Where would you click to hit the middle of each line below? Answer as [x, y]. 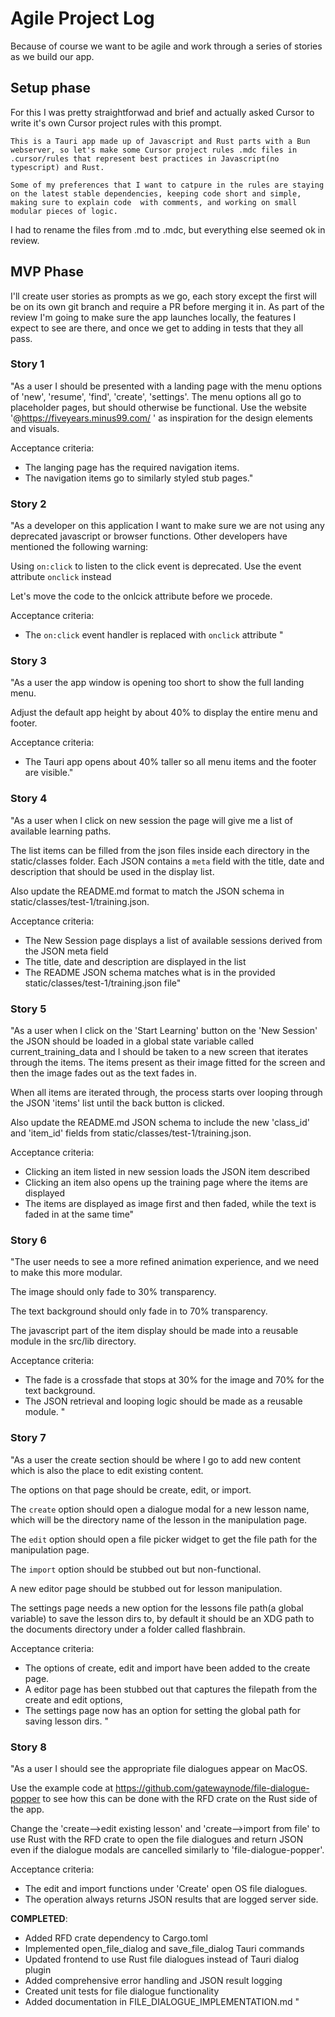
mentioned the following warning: [79, 547]
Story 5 [28, 1009]
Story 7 [28, 1438]
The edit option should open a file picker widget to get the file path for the [164, 1539]
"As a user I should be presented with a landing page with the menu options [166, 386]
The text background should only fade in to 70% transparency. [139, 1311]
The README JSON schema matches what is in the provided [150, 972]
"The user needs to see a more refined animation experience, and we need [165, 1262]
